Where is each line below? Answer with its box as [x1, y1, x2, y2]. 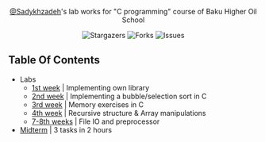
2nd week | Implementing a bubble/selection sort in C [31, 91, 207, 101]
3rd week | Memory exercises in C [31, 99, 144, 109]
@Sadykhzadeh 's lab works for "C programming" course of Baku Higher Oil [9, 7, 258, 16]
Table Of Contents [8, 53, 101, 67]
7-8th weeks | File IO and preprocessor [31, 117, 160, 126]
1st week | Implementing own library [31, 83, 150, 92]
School [121, 15, 145, 25]
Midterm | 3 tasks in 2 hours [19, 125, 113, 134]
